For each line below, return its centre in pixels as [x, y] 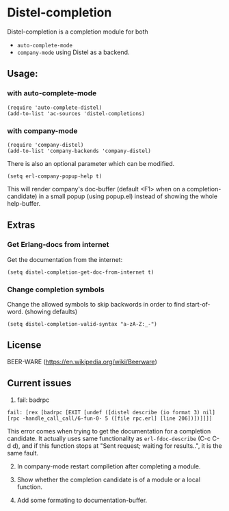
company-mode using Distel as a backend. [73, 52]
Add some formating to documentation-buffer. [82, 500]
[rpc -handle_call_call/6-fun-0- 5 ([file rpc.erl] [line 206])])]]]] [110, 418]
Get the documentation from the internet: [65, 259]
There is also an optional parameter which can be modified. [91, 163]
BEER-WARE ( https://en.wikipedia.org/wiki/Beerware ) [82, 361]
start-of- [198, 304]
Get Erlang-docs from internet [58, 245]
